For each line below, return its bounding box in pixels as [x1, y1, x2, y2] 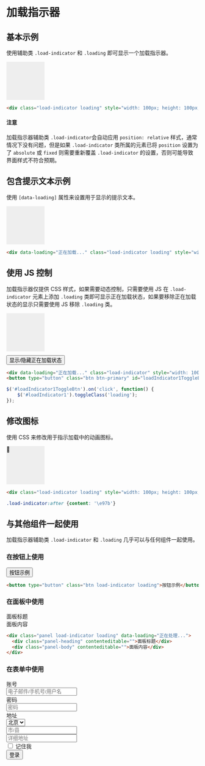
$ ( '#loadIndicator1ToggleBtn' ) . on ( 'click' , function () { [6, 386, 154, 392]
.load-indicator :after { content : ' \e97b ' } [6, 500, 116, 506]
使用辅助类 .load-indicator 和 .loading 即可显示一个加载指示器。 [6, 50, 172, 56]
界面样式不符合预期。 [6, 157, 60, 164]
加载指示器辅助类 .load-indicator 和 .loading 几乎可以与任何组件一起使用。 [6, 536, 198, 543]
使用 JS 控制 [6, 268, 52, 278]
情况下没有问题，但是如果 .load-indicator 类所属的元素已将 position [6, 141, 181, 149]
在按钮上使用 [6, 553, 45, 561]
